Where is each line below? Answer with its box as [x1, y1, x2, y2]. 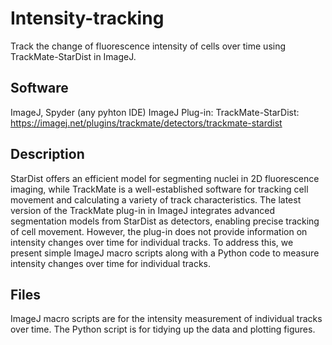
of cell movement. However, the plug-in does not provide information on [10, 225, 308, 237]
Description [10, 146, 85, 163]
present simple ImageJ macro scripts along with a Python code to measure [10, 247, 320, 259]
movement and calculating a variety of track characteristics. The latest [10, 193, 302, 206]
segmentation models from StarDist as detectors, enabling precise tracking [10, 215, 320, 227]
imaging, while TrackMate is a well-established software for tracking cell [10, 183, 309, 195]
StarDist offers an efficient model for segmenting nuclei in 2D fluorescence [10, 172, 320, 184]
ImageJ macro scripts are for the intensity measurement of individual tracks [10, 313, 323, 325]
